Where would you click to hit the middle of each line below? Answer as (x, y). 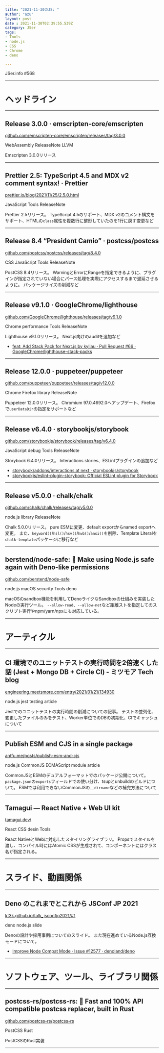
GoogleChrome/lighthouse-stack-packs (52, 351)
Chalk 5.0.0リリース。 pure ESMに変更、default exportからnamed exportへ (81, 527)
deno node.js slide (24, 925)
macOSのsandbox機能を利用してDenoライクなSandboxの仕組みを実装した (80, 599)
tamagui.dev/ (18, 820)
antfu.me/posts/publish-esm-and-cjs (42, 756)
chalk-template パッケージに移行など (42, 539)
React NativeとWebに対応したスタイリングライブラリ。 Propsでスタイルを (80, 839)
